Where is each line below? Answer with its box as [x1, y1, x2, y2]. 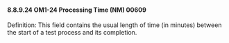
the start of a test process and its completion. [7, 28, 137, 37]
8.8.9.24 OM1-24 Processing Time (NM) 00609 [7, 6, 147, 14]
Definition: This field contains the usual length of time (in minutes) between [7, 21, 222, 29]
